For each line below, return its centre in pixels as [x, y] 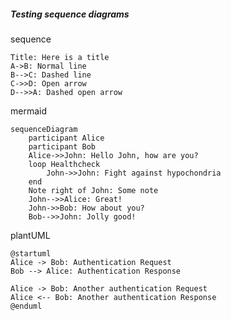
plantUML [30, 235]
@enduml [26, 306]
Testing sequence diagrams [70, 14]
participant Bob [62, 146]
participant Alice [66, 138]
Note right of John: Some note [93, 190]
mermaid [29, 111]
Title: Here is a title [60, 57]
